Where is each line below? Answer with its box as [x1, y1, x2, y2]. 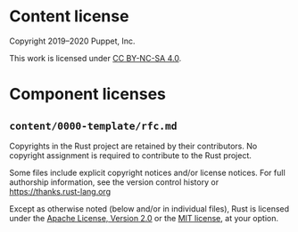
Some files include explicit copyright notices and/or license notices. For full [9, 167, 286, 178]
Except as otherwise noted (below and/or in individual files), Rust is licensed [9, 203, 290, 214]
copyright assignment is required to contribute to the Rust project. [9, 149, 252, 161]
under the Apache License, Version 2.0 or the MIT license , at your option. [9, 212, 279, 223]
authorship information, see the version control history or [9, 176, 219, 188]
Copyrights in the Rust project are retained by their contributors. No [9, 140, 258, 151]
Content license [9, 6, 129, 27]
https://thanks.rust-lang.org [9, 186, 112, 196]
